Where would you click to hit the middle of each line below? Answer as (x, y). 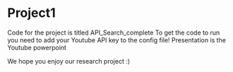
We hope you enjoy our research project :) (69, 61)
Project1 (32, 13)
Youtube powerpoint (37, 47)
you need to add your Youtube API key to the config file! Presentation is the (116, 40)
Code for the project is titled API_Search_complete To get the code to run (114, 32)
